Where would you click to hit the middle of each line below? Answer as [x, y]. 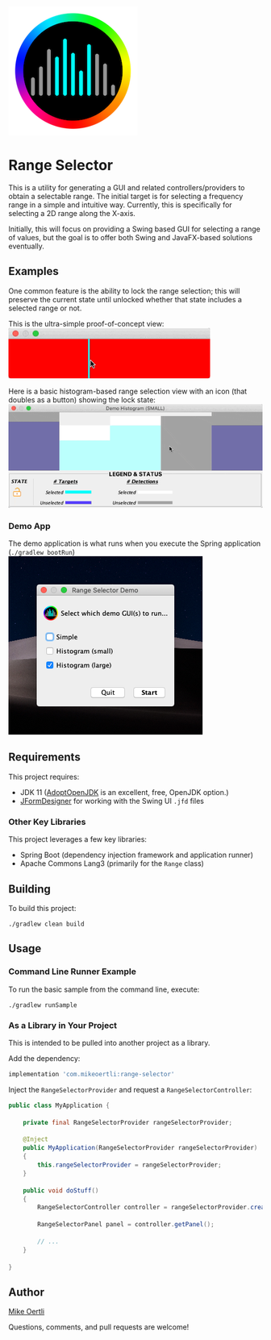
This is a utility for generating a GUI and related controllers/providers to [127, 187]
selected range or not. [45, 308]
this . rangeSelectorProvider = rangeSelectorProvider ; [129, 1165]
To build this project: [42, 909]
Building [29, 889]
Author [26, 1292]
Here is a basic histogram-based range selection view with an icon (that [128, 391]
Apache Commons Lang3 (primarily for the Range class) [112, 864]
